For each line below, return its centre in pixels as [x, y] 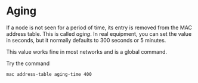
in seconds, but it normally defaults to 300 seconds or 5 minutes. [86, 40]
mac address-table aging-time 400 [49, 74]
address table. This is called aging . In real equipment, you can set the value [99, 33]
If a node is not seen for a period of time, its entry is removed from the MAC [99, 27]
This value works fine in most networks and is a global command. [87, 51]
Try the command [28, 63]
